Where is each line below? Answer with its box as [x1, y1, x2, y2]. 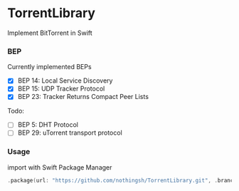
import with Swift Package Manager [7, 162, 112, 172]
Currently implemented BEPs [7, 63, 92, 71]
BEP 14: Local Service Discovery [17, 76, 113, 85]
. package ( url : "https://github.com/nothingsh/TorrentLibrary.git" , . [7, 177, 218, 184]
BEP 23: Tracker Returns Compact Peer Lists [17, 93, 149, 101]
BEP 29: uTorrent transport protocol [17, 128, 122, 137]
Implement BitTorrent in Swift [7, 29, 92, 37]
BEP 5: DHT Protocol [17, 120, 78, 129]
